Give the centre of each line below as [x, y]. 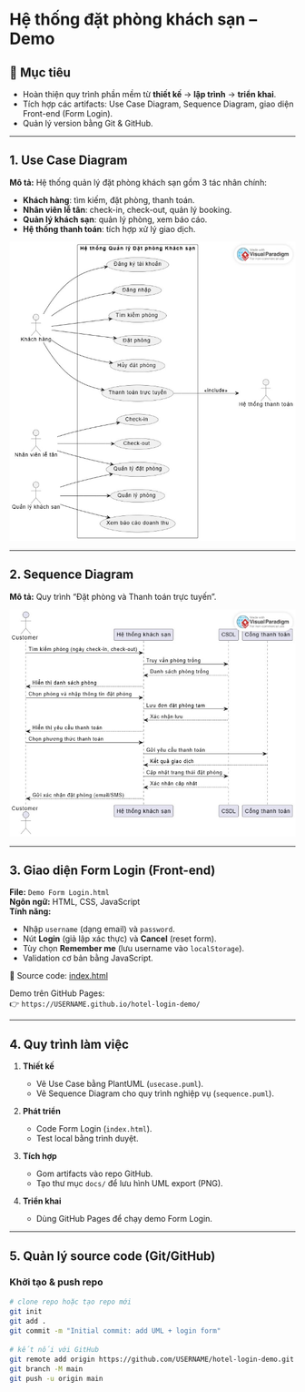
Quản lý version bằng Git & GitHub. [88, 123]
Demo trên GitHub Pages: [57, 993]
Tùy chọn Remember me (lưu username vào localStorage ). [133, 949]
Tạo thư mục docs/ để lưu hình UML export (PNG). [130, 1184]
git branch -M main [46, 1369]
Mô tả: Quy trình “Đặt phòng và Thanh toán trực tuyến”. [113, 596]
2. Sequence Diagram [72, 575]
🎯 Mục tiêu [40, 72]
